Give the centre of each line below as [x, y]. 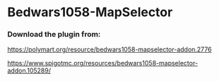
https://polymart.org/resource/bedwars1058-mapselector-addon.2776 [109, 49]
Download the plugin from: [54, 35]
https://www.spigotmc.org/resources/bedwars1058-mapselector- [103, 63]
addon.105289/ [29, 70]
